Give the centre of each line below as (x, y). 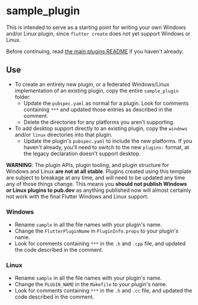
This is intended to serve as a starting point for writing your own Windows (96, 27)
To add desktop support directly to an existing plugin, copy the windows (101, 128)
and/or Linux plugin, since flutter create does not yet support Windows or (98, 33)
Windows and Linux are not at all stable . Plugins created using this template (99, 171)
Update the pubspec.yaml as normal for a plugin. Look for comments (106, 103)
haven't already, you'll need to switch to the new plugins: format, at (106, 147)
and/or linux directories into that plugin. (64, 134)
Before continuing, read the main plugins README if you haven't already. (95, 51)
